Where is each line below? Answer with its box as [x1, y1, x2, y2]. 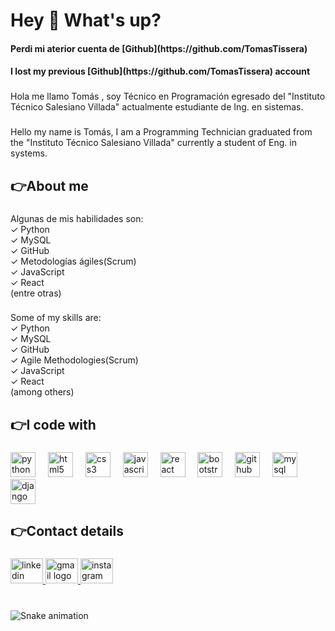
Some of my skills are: [10, 312, 102, 324]
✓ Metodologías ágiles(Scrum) [10, 255, 137, 267]
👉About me [10, 177, 89, 194]
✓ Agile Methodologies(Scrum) [10, 354, 139, 366]
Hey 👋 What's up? [10, 9, 162, 32]
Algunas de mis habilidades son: [10, 212, 144, 224]
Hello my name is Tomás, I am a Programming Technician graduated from [10, 126, 313, 138]
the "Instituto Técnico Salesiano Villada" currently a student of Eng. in [10, 137, 297, 149]
